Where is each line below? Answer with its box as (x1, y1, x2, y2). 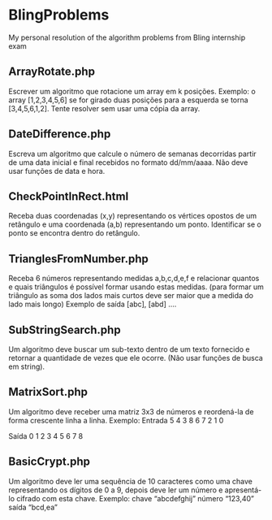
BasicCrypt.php (8, 455, 91, 469)
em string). (8, 362, 45, 371)
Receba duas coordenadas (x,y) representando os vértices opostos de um (8, 211, 257, 221)
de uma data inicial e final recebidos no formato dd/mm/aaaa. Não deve (8, 157, 248, 167)
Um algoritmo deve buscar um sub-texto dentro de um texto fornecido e (8, 344, 250, 354)
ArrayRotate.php (8, 65, 96, 79)
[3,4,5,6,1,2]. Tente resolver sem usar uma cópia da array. (8, 103, 201, 113)
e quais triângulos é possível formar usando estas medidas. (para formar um (8, 282, 264, 292)
